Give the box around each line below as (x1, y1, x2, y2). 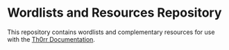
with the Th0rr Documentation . (7, 35, 96, 43)
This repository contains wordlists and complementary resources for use (7, 28, 215, 36)
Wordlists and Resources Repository (7, 5, 222, 21)
